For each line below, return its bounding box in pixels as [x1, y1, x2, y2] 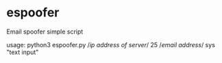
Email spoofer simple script [6, 27, 84, 36]
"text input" [6, 48, 39, 56]
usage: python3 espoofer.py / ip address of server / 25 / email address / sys [6, 40, 215, 49]
